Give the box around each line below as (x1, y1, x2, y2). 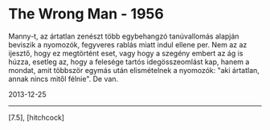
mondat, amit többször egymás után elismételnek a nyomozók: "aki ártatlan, (8, 65, 260, 75)
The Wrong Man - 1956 (8, 5, 165, 23)
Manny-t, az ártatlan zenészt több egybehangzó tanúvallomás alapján (8, 31, 239, 41)
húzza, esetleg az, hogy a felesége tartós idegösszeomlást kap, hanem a (8, 57, 250, 67)
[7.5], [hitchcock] (8, 112, 65, 122)
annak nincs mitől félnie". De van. (8, 74, 119, 83)
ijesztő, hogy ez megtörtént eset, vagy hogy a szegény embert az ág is (8, 48, 243, 58)
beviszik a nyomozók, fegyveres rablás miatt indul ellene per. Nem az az (8, 39, 247, 49)
